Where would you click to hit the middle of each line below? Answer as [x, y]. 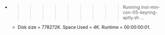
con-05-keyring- [140, 12]
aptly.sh [131, 17]
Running [131, 7]
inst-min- [150, 7]
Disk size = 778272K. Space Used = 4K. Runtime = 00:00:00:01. [84, 27]
